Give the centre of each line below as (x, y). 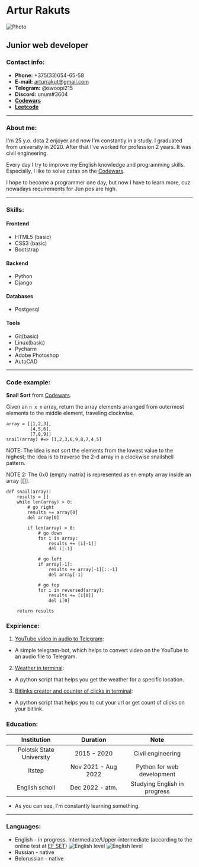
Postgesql (27, 310)
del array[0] (44, 517)
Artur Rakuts (38, 10)
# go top (49, 585)
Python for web (157, 767)
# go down (50, 533)
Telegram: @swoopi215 (44, 88)
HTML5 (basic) (33, 237)
